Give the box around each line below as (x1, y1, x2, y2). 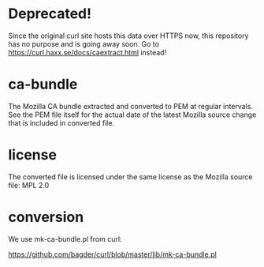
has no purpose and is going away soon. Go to (8, 39, 160, 48)
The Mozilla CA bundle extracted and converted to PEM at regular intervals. (8, 101, 254, 111)
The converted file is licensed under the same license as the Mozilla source (8, 171, 254, 182)
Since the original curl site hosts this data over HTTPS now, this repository (8, 31, 249, 40)
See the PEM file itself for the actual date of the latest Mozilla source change (8, 110, 257, 119)
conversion (8, 209, 84, 226)
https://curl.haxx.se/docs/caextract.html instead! (8, 47, 167, 57)
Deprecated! (8, 5, 92, 23)
